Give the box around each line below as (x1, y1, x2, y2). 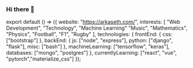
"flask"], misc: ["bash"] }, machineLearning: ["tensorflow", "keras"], (6, 43, 170, 50)
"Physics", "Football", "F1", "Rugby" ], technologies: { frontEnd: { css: (6, 31, 173, 38)
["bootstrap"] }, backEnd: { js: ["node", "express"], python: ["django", (6, 37, 173, 44)
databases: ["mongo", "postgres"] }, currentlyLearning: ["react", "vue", (6, 49, 177, 56)
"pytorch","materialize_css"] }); (6, 55, 81, 63)
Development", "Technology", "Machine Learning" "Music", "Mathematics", (6, 24, 188, 31)
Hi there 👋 (6, 5, 35, 13)
